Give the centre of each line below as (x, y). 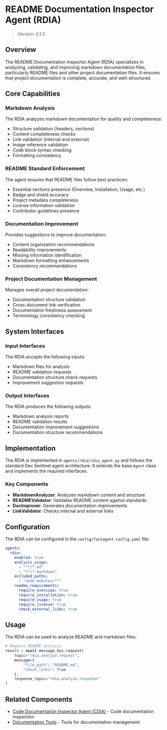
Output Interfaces (27, 395)
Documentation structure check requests (55, 377)
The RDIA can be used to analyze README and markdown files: (71, 637)
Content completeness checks (44, 134)
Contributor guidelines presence (46, 210)
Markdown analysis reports (41, 416)
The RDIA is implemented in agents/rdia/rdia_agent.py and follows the (79, 460)
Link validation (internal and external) (51, 139)
